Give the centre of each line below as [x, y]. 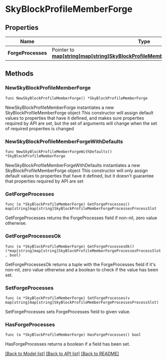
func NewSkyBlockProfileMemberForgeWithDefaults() [59, 152]
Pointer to [63, 50]
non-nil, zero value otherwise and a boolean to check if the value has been [82, 270]
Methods [19, 74]
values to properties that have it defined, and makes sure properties [75, 118]
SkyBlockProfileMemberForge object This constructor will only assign [77, 171]
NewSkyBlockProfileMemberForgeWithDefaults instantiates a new [73, 165]
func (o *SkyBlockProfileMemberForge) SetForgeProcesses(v [68, 298]
